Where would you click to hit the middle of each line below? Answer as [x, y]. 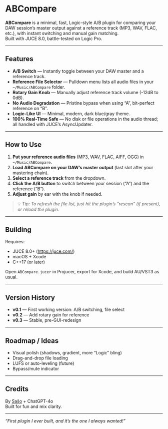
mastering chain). [30, 173]
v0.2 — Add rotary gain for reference [51, 315]
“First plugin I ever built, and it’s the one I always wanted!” [65, 420]
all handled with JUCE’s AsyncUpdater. [52, 124]
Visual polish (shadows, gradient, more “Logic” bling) [67, 353]
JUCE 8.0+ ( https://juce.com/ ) [43, 251]
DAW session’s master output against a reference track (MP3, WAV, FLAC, [81, 28]
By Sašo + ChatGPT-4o [29, 401]
